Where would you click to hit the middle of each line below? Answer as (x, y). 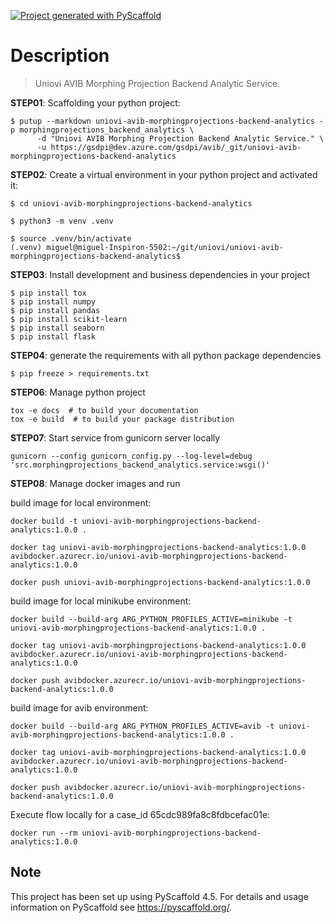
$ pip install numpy (53, 301)
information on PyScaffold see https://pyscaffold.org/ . (121, 907)
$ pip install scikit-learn (69, 319)
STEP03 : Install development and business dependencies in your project (160, 274)
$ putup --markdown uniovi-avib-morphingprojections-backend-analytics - (167, 121)
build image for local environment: (81, 502)
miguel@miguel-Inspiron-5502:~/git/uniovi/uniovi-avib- (165, 247)
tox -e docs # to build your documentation (104, 410)
